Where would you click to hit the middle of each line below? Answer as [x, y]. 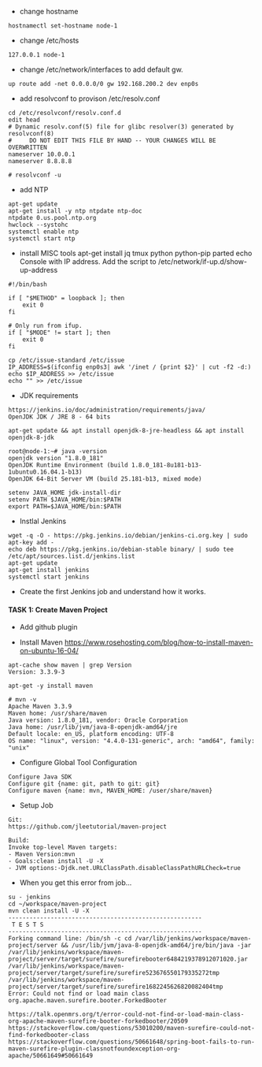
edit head [24, 120]
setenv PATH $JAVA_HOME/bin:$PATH [65, 500]
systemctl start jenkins [49, 577]
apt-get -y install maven [50, 686]
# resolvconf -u [35, 175]
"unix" [19, 748]
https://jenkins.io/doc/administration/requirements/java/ [107, 410]
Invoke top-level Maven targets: [63, 848]
